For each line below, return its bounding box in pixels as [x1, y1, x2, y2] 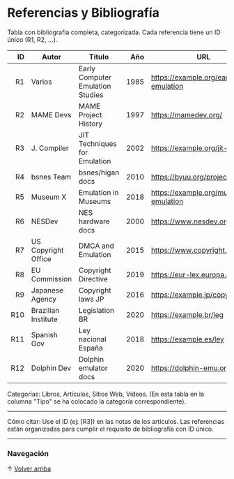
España [79, 343, 103, 353]
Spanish [31, 330, 58, 339]
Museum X [31, 192, 67, 202]
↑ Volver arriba [7, 464, 52, 473]
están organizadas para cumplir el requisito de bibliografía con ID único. [7, 425, 214, 433]
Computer [79, 72, 112, 82]
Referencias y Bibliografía [7, 5, 160, 21]
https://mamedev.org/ [150, 110, 223, 119]
